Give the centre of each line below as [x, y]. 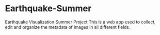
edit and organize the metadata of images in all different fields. [68, 27]
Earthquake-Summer [48, 9]
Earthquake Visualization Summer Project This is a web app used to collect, [80, 22]
